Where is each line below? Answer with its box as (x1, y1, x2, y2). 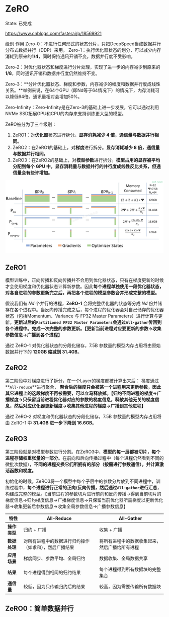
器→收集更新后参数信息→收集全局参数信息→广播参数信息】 (5, 503, 128, 509)
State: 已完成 (5, 20, 32, 26)
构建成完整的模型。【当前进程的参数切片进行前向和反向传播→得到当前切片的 (5, 491, 162, 497)
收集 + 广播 (99, 526, 122, 533)
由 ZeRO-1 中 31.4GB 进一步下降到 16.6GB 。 (5, 419, 97, 425)
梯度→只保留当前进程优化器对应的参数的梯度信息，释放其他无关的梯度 (9, 396, 155, 402)
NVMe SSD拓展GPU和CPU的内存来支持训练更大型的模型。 (5, 110, 127, 116)
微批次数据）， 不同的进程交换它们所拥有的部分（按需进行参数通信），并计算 (5, 461, 159, 467)
